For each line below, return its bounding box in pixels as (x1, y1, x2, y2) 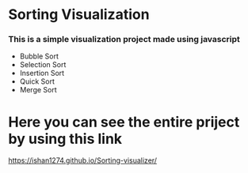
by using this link (8, 130, 123, 148)
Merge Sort (19, 85, 57, 95)
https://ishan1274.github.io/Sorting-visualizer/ (8, 156, 157, 165)
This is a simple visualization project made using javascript (8, 34, 240, 45)
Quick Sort (19, 77, 55, 86)
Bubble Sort (19, 51, 59, 61)
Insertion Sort (19, 69, 65, 78)
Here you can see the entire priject (8, 113, 240, 131)
